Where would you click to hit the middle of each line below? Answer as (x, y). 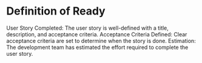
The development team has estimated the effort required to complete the (97, 47)
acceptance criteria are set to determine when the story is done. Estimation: (101, 41)
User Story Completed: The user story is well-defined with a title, (87, 28)
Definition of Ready (56, 11)
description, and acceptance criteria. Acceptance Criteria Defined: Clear (97, 34)
